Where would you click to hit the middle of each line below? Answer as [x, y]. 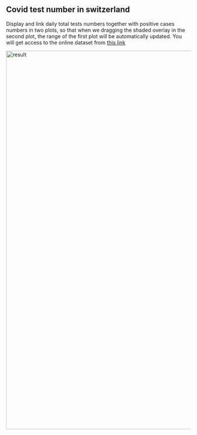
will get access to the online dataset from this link [66, 42]
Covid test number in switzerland [68, 10]
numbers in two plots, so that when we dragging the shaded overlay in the [96, 30]
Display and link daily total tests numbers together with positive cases [90, 23]
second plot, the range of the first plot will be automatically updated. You [94, 36]
